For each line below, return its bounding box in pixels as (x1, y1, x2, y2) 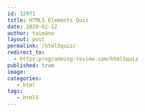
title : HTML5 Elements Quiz (7, 17, 89, 24)
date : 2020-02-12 (7, 23, 58, 30)
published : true (7, 62, 54, 69)
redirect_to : (7, 49, 45, 56)
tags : (7, 88, 23, 95)
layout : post (7, 36, 45, 43)
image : (7, 68, 26, 75)
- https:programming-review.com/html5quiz (13, 56, 139, 63)
